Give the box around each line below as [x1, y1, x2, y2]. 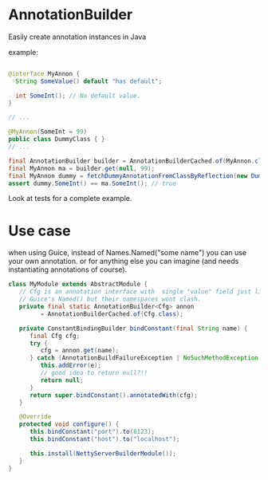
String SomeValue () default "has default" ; [15, 77, 162, 85]
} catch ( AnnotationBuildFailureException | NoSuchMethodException [29, 354, 259, 362]
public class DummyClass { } [8, 136, 105, 144]
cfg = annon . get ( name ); [40, 347, 120, 355]
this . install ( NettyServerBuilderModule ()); [29, 449, 177, 458]
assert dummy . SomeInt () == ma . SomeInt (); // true [8, 179, 177, 187]
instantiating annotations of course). [8, 265, 128, 274]
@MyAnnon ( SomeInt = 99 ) [8, 128, 88, 136]
